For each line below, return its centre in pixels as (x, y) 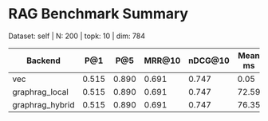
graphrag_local (41, 92)
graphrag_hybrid (43, 104)
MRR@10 (162, 60)
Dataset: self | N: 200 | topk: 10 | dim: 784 (77, 36)
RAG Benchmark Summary (99, 14)
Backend (44, 60)
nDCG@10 (209, 60)
